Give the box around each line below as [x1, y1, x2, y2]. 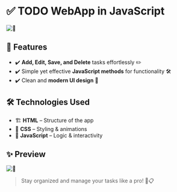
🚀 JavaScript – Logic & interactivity [14, 132, 103, 139]
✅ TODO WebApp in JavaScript [6, 4, 165, 18]
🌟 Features [6, 42, 48, 53]
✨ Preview [6, 149, 46, 159]
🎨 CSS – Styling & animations [14, 125, 87, 132]
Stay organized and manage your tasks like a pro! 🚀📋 [20, 177, 155, 185]
